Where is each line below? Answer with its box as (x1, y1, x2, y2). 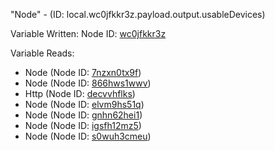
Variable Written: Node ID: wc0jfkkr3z (10, 28, 167, 39)
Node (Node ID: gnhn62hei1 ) (24, 109, 143, 121)
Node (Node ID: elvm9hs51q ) (24, 99, 145, 110)
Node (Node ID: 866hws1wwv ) (24, 77, 152, 89)
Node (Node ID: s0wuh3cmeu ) (24, 130, 152, 142)
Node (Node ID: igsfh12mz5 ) (24, 120, 142, 131)
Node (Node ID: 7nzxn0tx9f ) (24, 67, 142, 78)
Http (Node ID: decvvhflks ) (24, 88, 136, 99)
